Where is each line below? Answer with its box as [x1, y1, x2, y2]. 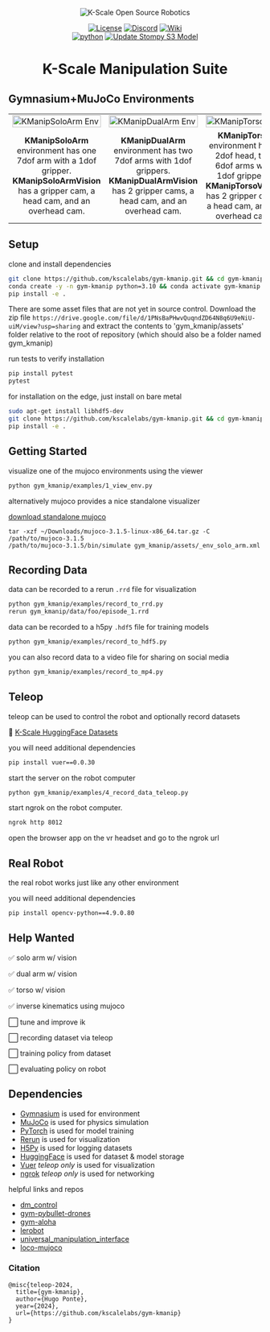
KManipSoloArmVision [12, 176, 101, 186]
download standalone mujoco [8, 511, 107, 521]
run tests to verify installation [8, 354, 104, 364]
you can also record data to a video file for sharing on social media [8, 652, 230, 662]
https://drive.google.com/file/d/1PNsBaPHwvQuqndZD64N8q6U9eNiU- [31, 314, 256, 322]
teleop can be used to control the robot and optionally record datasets [8, 711, 241, 721]
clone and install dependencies [8, 259, 112, 269]
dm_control [19, 1200, 58, 1210]
